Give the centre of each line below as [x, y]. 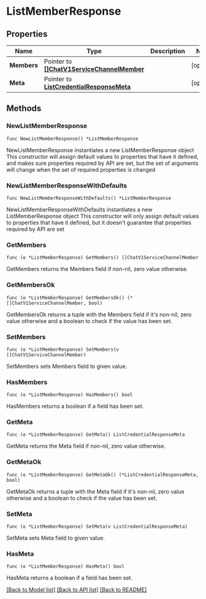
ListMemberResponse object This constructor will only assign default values [103, 216]
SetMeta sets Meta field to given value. [56, 538]
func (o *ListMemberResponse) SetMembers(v [63, 349]
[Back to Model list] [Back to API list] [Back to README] [77, 590]
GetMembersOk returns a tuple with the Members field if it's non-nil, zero [99, 315]
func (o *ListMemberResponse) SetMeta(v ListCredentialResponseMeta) [97, 527]
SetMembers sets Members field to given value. [67, 366]
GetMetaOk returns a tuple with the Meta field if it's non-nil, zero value [96, 491]
